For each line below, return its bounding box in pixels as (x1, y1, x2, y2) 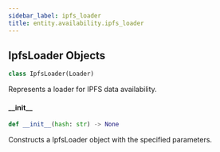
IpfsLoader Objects (8, 49, 106, 62)
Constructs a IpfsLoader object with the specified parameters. (8, 135, 213, 145)
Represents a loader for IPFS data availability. (8, 85, 157, 94)
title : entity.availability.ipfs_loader (8, 19, 145, 27)
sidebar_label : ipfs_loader (8, 11, 102, 20)
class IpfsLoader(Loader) (8, 70, 94, 78)
